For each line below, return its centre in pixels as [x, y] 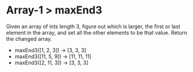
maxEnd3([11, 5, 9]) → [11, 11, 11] [53, 56]
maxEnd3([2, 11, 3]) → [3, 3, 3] [51, 63]
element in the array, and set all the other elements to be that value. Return [96, 32]
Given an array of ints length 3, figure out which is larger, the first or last [93, 26]
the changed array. [29, 39]
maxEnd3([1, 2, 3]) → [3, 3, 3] [50, 50]
